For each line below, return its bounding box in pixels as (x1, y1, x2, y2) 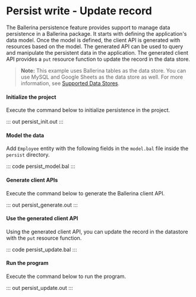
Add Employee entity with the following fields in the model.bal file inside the (6, 145, 189, 152)
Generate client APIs (6, 176, 58, 183)
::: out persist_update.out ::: (6, 284, 73, 291)
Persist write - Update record (6, 4, 153, 18)
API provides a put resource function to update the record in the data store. (6, 55, 190, 62)
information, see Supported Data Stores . (20, 79, 120, 87)
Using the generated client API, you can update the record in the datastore (6, 228, 188, 235)
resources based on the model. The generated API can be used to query (6, 43, 184, 50)
